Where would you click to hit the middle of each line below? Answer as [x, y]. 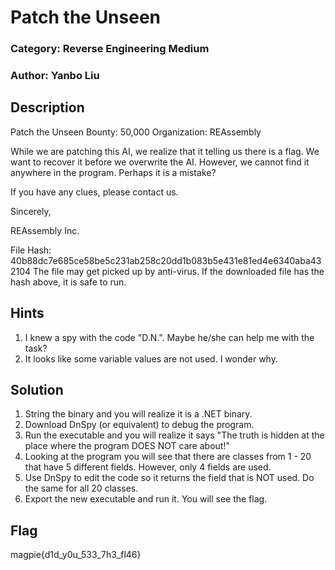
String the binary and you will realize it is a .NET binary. [138, 414]
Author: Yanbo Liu [55, 76]
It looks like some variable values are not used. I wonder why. [151, 358]
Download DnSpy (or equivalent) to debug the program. [139, 425]
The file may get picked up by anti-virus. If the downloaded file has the [179, 271]
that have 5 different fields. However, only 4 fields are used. [148, 467]
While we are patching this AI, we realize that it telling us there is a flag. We [165, 151]
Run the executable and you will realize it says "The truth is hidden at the [174, 435]
